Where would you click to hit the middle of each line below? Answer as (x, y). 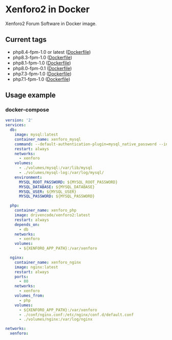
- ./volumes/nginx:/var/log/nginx (56, 320)
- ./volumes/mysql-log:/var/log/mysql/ (61, 173)
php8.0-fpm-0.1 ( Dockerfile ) (42, 68)
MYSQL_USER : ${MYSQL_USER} (48, 192)
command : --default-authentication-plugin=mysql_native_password (86, 144)
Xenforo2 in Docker (48, 9)
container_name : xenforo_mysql (48, 139)
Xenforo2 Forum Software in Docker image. (51, 24)
